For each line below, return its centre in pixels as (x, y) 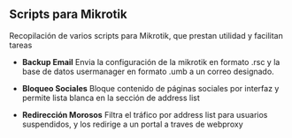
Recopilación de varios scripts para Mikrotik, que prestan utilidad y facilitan (146, 35)
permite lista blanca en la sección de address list (111, 98)
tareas (21, 45)
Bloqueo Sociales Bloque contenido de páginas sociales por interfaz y (150, 88)
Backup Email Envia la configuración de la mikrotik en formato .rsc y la (151, 62)
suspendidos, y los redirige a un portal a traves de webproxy (132, 124)
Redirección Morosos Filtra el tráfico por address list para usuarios (145, 114)
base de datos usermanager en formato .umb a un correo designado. (148, 71)
